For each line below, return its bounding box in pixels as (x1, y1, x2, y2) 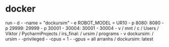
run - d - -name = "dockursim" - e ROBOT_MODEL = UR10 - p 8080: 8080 (5, 20, 161, 26)
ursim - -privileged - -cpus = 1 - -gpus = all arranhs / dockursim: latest (5, 36, 154, 42)
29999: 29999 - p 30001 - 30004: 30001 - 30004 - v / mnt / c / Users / (9, 25, 159, 31)
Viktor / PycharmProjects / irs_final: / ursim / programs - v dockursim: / (5, 30, 154, 36)
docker (5, 3, 36, 15)
